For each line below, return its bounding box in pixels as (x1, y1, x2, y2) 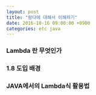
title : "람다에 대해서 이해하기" (6, 14, 78, 20)
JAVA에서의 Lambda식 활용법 (6, 82, 90, 90)
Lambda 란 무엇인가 (6, 46, 62, 55)
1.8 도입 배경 (6, 64, 41, 73)
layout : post (6, 8, 39, 15)
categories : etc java (6, 25, 61, 32)
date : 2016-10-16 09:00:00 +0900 (6, 20, 91, 26)
